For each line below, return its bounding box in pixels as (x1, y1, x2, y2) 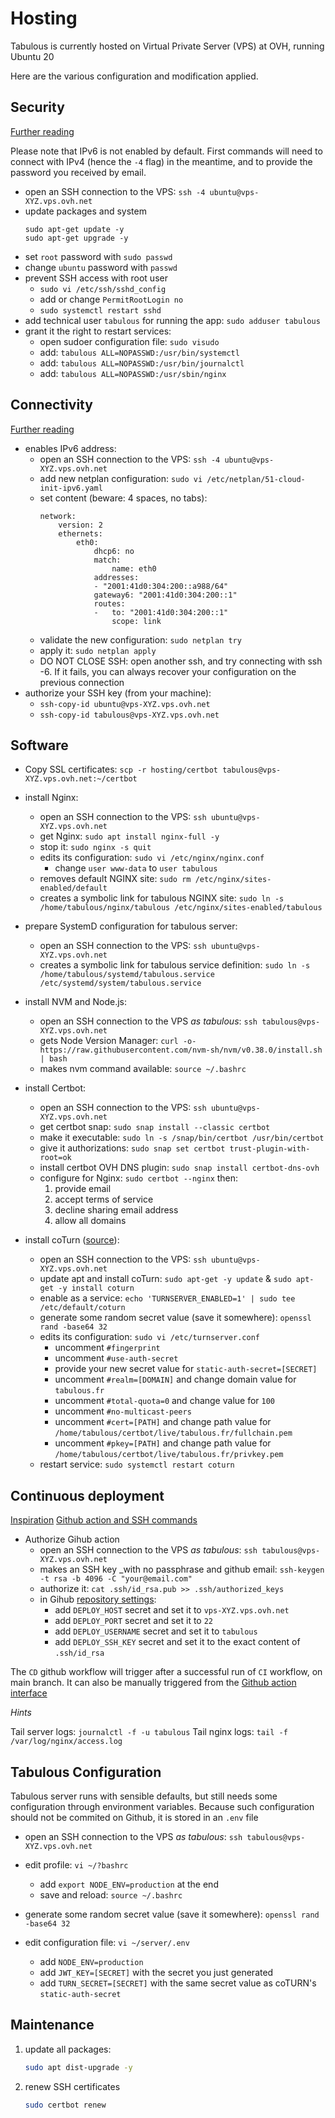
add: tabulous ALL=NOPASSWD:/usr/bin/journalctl (39, 357, 245, 369)
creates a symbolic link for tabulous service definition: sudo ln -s (39, 959, 311, 971)
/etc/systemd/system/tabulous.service (39, 978, 202, 989)
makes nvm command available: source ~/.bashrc (39, 1063, 247, 1075)
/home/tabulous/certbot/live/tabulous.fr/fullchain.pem (54, 1428, 293, 1439)
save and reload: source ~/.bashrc (39, 1889, 183, 1901)
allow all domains (54, 1215, 127, 1227)
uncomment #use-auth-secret (54, 1352, 179, 1364)
